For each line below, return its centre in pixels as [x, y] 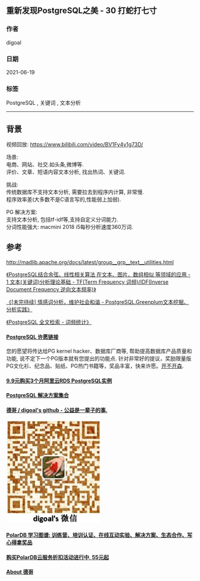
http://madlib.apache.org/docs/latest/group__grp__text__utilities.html [90, 262]
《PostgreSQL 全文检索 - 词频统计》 [49, 322]
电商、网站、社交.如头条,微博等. [45, 165]
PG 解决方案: [22, 212]
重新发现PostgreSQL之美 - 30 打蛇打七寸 [82, 11]
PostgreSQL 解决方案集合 [38, 395]
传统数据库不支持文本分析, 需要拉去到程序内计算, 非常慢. [75, 192]
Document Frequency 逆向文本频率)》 [51, 289]
